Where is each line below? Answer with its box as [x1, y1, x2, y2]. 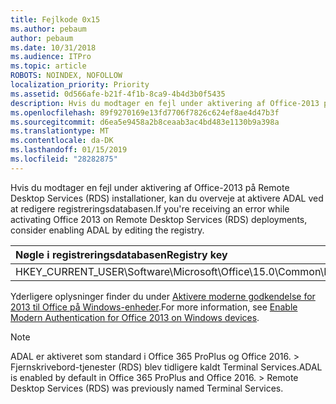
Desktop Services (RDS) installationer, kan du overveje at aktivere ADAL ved [10, 192, 324, 204]
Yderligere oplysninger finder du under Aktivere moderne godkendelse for [10, 290, 316, 302]
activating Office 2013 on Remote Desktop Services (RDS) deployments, [10, 213, 308, 225]
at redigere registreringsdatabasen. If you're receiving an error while [10, 202, 290, 215]
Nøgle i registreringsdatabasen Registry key [15, 247, 228, 261]
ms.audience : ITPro [10, 52, 92, 62]
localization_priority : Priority [10, 80, 150, 90]
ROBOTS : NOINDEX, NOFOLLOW [10, 71, 123, 81]
